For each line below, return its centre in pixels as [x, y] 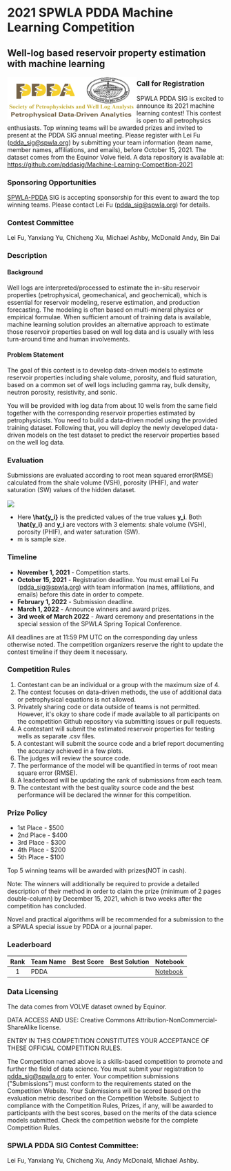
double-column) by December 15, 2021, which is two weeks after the [104, 899]
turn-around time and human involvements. [69, 339]
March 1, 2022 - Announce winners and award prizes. [94, 609]
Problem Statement [36, 355]
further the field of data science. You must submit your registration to [106, 1069]
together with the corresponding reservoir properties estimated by [101, 413]
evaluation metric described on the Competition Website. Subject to [103, 1098]
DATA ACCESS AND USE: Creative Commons [71, 1020]
